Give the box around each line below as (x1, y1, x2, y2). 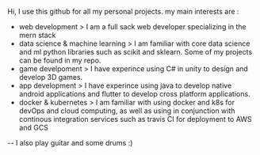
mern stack (18, 31, 56, 40)
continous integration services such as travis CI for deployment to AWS (18, 115, 252, 123)
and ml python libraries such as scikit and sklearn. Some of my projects (18, 47, 253, 56)
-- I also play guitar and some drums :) (7, 138, 133, 147)
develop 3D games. (18, 73, 83, 81)
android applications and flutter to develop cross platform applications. (18, 89, 250, 98)
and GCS (18, 123, 49, 132)
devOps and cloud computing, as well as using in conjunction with (18, 106, 235, 115)
